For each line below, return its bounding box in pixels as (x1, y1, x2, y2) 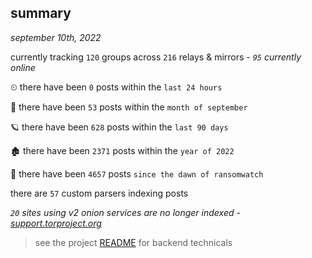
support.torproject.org (10, 217, 102, 229)
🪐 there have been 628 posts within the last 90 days (10, 121, 229, 133)
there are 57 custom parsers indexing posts (10, 187, 189, 199)
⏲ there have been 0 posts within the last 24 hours (10, 81, 223, 93)
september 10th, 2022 (10, 31, 102, 43)
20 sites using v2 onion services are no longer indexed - (10, 206, 241, 218)
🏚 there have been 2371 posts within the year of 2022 (10, 144, 235, 156)
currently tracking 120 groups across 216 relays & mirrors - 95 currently (10, 51, 302, 63)
